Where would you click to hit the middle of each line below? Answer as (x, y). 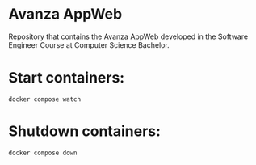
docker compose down (43, 153)
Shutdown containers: (85, 131)
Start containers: (67, 78)
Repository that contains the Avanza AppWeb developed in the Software (128, 36)
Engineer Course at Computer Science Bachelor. (89, 44)
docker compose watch (45, 99)
